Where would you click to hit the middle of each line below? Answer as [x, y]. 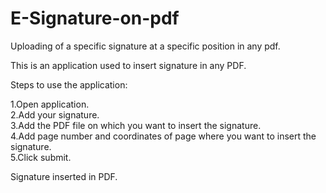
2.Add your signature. [55, 114]
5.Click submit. [41, 157]
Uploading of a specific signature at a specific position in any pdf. [145, 46]
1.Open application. [50, 104]
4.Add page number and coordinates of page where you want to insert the [163, 136]
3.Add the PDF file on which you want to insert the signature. [136, 125]
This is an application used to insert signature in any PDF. [128, 65]
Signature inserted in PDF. [64, 176]
